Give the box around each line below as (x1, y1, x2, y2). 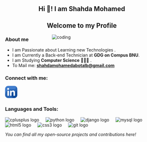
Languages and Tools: (5, 106, 58, 112)
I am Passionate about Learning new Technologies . (12, 47, 116, 53)
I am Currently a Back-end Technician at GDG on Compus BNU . (12, 52, 140, 58)
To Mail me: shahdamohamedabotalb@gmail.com (12, 63, 115, 69)
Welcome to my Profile (47, 21, 117, 30)
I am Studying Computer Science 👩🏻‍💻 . (12, 57, 92, 63)
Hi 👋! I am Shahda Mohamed (38, 5, 126, 13)
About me (5, 36, 29, 43)
